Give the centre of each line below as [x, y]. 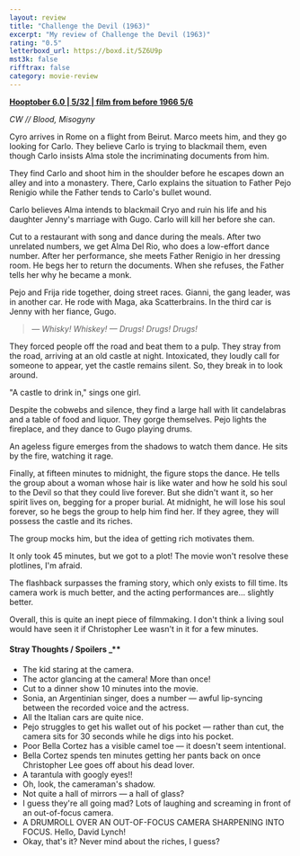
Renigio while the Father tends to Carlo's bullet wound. [110, 192]
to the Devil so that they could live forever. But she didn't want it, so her [141, 492]
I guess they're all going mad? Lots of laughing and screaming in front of [157, 803]
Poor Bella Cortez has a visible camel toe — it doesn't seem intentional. [154, 745]
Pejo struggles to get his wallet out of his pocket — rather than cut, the [153, 727]
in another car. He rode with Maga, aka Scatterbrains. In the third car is [141, 301]
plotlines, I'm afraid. [46, 565]
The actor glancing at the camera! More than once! [116, 679]
